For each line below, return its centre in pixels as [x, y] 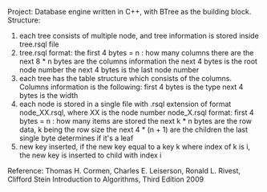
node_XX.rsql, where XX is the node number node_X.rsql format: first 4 [136, 112]
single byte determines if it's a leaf [76, 138]
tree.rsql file [39, 44]
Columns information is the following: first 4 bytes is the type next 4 [131, 87]
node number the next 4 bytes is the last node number [109, 70]
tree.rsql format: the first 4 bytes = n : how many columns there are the [136, 53]
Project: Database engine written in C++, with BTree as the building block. [129, 12]
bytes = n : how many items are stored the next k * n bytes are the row [136, 121]
